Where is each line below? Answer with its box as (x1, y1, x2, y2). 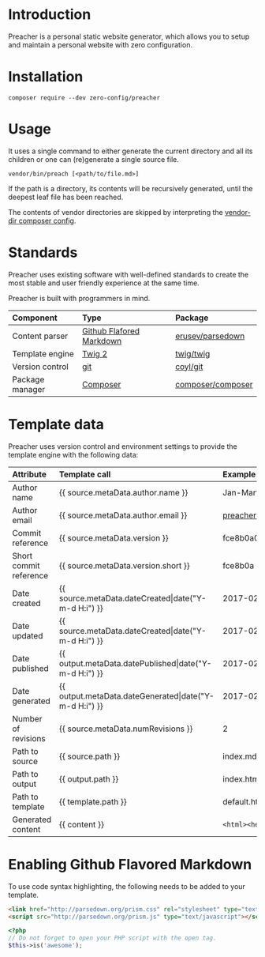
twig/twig (174, 348, 211, 359)
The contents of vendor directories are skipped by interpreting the (8, 207, 223, 217)
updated (12, 630, 43, 641)
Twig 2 (81, 348, 108, 359)
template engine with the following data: (8, 450, 139, 459)
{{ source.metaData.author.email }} (58, 510, 188, 521)
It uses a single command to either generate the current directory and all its (8, 146, 253, 156)
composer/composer (174, 379, 253, 390)
